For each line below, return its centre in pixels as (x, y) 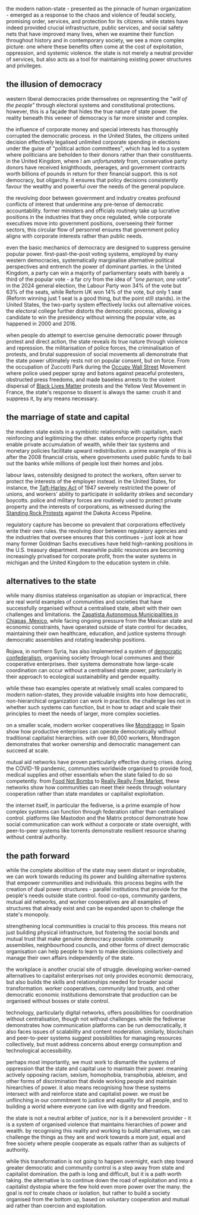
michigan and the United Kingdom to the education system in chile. (88, 562)
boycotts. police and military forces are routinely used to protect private (94, 500)
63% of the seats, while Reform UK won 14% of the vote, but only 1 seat (94, 292)
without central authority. (37, 837)
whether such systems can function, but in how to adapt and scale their (94, 707)
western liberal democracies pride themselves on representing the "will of (97, 98)
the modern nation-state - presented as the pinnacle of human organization (99, 9)
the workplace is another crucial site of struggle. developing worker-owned (98, 969)
